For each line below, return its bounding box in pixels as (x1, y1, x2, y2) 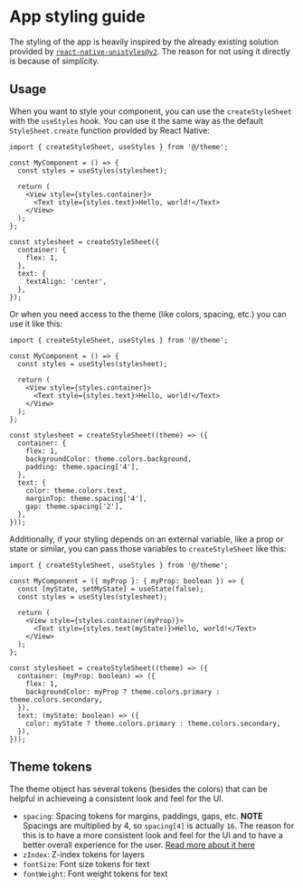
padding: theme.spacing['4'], (25, 462, 140, 471)
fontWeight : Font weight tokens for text (22, 868, 168, 879)
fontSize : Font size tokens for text (22, 858, 150, 869)
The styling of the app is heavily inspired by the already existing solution (9, 36, 279, 47)
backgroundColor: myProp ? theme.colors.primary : (25, 687, 221, 696)
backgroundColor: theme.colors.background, (25, 454, 193, 463)
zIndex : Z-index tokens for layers (22, 848, 145, 860)
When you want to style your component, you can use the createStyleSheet (9, 106, 292, 117)
